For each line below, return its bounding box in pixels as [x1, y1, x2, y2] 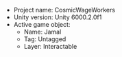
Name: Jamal [23, 27, 62, 36]
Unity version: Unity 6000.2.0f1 [13, 13, 102, 21]
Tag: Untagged [23, 35, 66, 43]
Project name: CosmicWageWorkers [13, 6, 115, 14]
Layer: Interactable [23, 43, 77, 50]
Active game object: [13, 21, 71, 28]
